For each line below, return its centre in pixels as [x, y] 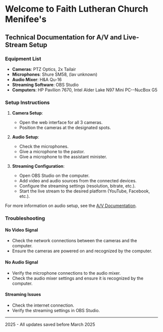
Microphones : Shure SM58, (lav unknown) [55, 74]
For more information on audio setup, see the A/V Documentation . [71, 206]
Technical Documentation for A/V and [64, 37]
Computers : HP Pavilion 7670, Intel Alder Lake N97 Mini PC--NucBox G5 [85, 90]
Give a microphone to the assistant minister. [63, 157]
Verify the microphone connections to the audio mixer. [66, 273]
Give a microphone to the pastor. [52, 152]
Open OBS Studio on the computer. [54, 175]
